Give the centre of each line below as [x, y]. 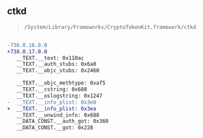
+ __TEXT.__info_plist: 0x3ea [52, 108]
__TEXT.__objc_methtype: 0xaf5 [61, 83]
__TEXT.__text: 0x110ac [50, 58]
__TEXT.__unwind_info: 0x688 [58, 115]
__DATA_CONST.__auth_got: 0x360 [62, 122]
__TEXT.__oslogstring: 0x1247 [59, 95]
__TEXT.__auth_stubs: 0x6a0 [56, 65]
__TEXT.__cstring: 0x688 [52, 90]
